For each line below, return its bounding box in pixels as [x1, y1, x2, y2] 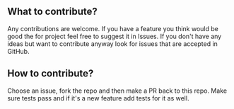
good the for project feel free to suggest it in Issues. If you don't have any [7, 32, 222, 40]
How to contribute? [7, 67, 94, 80]
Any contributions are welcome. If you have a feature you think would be [7, 24, 219, 33]
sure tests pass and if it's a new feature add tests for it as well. [7, 93, 189, 102]
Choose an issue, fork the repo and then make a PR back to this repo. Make [7, 86, 228, 95]
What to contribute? [7, 6, 98, 18]
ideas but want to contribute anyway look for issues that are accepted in [7, 39, 218, 48]
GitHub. [7, 47, 30, 55]
